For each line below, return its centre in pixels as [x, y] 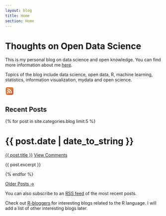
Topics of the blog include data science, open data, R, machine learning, [79, 75]
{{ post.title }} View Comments [36, 155]
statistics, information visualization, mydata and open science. [69, 80]
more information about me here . [39, 65]
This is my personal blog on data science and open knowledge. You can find [83, 60]
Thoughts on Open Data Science [73, 46]
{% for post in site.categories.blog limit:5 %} [50, 121]
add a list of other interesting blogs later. [46, 209]
